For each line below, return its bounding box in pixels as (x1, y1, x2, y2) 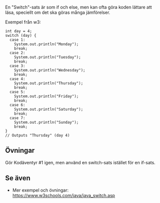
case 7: (9, 116, 26, 121)
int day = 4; (5, 29, 32, 34)
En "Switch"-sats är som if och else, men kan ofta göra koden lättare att (5, 4, 153, 10)
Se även (5, 174, 31, 183)
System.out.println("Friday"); (14, 94, 79, 99)
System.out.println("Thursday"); (14, 81, 83, 86)
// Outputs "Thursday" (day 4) (5, 133, 70, 138)
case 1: (9, 37, 26, 42)
